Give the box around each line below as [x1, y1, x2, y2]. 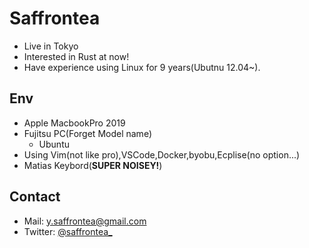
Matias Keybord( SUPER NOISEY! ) [23, 159, 163, 171]
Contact [9, 188, 61, 206]
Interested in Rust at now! [23, 50, 130, 62]
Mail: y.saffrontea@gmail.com [23, 215, 147, 227]
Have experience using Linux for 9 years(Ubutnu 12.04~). [23, 61, 261, 73]
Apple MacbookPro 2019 [23, 117, 126, 129]
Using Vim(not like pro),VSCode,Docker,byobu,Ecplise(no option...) [23, 148, 301, 161]
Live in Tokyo [23, 40, 79, 52]
